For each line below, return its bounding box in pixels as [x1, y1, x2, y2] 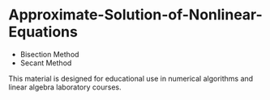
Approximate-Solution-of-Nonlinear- [8, 6, 264, 24]
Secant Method [19, 58, 72, 68]
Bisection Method [19, 49, 79, 59]
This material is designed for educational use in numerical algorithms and [8, 73, 254, 83]
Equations [8, 23, 79, 41]
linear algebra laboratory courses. [8, 82, 122, 92]
